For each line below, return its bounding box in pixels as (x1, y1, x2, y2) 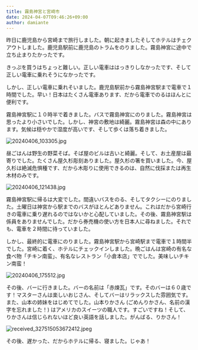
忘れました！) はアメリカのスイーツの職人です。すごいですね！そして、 (16, 306, 189, 313)
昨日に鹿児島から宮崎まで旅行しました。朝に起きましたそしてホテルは (6, 37, 177, 44)
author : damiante (6, 19, 49, 25)
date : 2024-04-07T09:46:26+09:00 (6, 14, 88, 20)
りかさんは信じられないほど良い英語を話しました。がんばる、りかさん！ (6, 313, 181, 320)
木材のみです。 (6, 172, 42, 179)
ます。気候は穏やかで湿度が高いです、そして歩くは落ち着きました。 (6, 126, 170, 133)
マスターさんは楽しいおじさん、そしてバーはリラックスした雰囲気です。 (16, 292, 192, 299)
